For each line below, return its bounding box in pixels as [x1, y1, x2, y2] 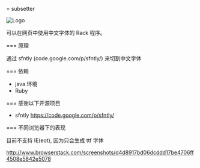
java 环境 [14, 81, 38, 87]
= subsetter [6, 5, 35, 12]
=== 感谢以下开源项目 [6, 99, 61, 107]
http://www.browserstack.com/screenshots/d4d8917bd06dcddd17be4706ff [6, 149, 194, 156]
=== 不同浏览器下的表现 [6, 124, 66, 131]
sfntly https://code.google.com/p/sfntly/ [14, 111, 115, 119]
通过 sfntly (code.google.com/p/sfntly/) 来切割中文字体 [6, 55, 142, 62]
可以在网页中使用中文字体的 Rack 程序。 [6, 30, 106, 36]
